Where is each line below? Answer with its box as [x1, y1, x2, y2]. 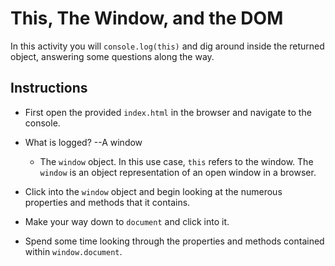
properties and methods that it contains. [24, 196, 191, 208]
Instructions [10, 80, 88, 97]
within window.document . [24, 245, 123, 257]
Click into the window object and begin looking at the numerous [24, 185, 283, 197]
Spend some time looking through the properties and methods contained [24, 235, 325, 247]
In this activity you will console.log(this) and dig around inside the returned [10, 40, 325, 52]
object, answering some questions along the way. [10, 50, 215, 62]
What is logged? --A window [24, 136, 143, 148]
